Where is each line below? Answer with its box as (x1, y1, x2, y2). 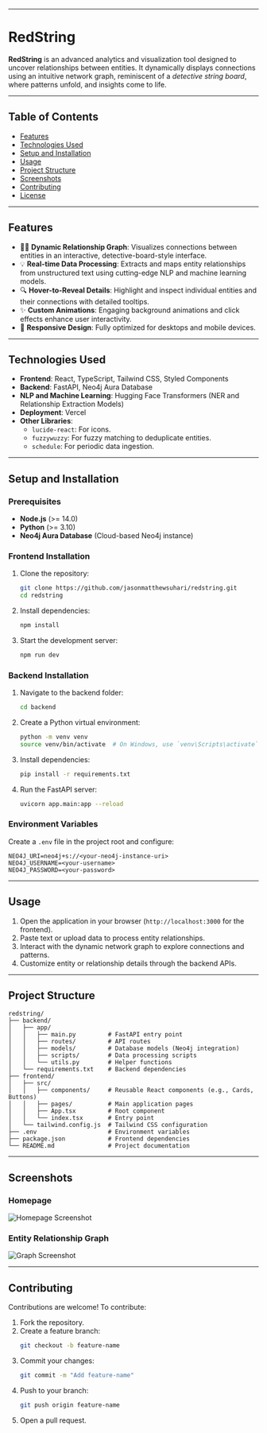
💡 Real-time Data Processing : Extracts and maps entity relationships (19, 259, 246, 269)
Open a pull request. (19, 1416, 87, 1425)
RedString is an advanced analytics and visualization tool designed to (8, 54, 237, 64)
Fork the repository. (19, 1318, 85, 1327)
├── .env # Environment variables (8, 1128, 191, 1137)
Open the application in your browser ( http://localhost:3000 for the (19, 916, 245, 926)
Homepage (8, 1195, 52, 1206)
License (19, 190, 46, 199)
